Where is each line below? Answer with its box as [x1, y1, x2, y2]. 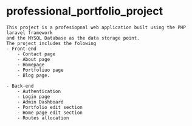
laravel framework [6, 29, 53, 36]
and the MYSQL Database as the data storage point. [6, 35, 140, 41]
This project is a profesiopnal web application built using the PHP [6, 24, 187, 30]
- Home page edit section [17, 110, 83, 116]
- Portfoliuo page [17, 67, 64, 73]
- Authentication [17, 88, 61, 94]
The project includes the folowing [6, 40, 97, 46]
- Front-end [6, 46, 36, 52]
